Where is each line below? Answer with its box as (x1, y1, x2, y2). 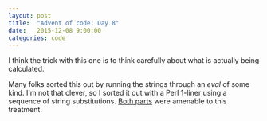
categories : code (8, 33, 66, 42)
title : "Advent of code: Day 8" (8, 19, 120, 27)
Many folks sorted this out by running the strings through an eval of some (8, 80, 249, 89)
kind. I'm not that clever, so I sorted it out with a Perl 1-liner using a (8, 88, 227, 98)
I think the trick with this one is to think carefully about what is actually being (8, 56, 260, 65)
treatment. (8, 105, 42, 115)
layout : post (8, 11, 52, 20)
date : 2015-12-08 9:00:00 (8, 26, 102, 34)
